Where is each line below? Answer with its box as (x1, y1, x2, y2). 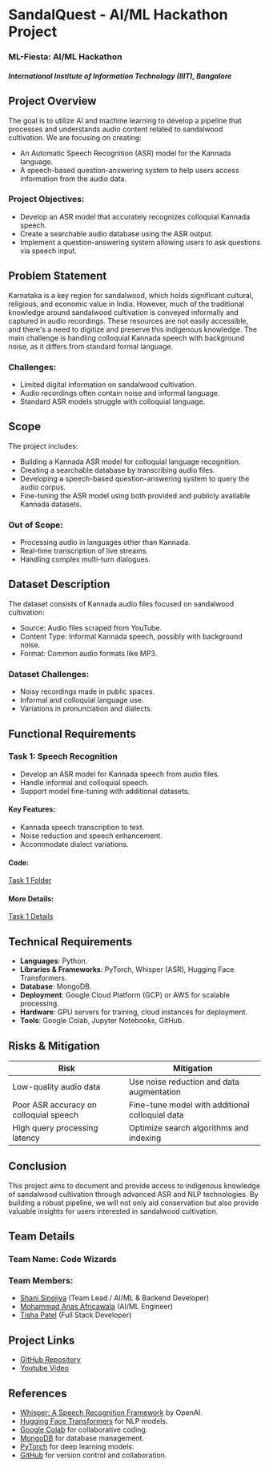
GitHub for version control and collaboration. (19, 1450, 167, 1460)
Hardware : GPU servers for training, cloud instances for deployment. (19, 1007, 248, 1017)
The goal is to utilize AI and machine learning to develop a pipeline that (8, 115, 242, 125)
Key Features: (8, 804, 56, 814)
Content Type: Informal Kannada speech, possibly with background (19, 631, 243, 641)
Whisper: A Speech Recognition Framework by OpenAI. (19, 1408, 203, 1417)
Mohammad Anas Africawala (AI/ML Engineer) (19, 1302, 174, 1312)
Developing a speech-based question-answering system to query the (19, 474, 250, 483)
